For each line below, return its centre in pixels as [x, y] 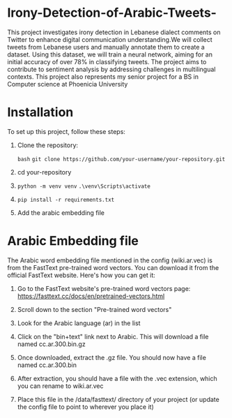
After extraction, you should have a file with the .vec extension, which [117, 378]
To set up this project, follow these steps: [66, 131]
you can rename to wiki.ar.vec [60, 386]
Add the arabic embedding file [61, 212]
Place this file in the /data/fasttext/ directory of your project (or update [118, 399]
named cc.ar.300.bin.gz [51, 344]
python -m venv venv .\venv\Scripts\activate [84, 186]
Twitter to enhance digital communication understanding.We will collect [110, 39]
